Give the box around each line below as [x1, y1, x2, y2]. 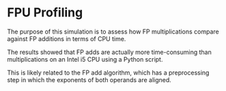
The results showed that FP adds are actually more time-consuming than [7, 48, 212, 56]
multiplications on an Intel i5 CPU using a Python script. [7, 55, 163, 63]
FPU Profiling [7, 5, 83, 21]
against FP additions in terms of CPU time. [7, 34, 126, 42]
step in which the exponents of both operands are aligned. [7, 75, 172, 83]
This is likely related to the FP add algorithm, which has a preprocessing [7, 68, 210, 77]
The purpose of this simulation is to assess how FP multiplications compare [7, 27, 220, 36]
